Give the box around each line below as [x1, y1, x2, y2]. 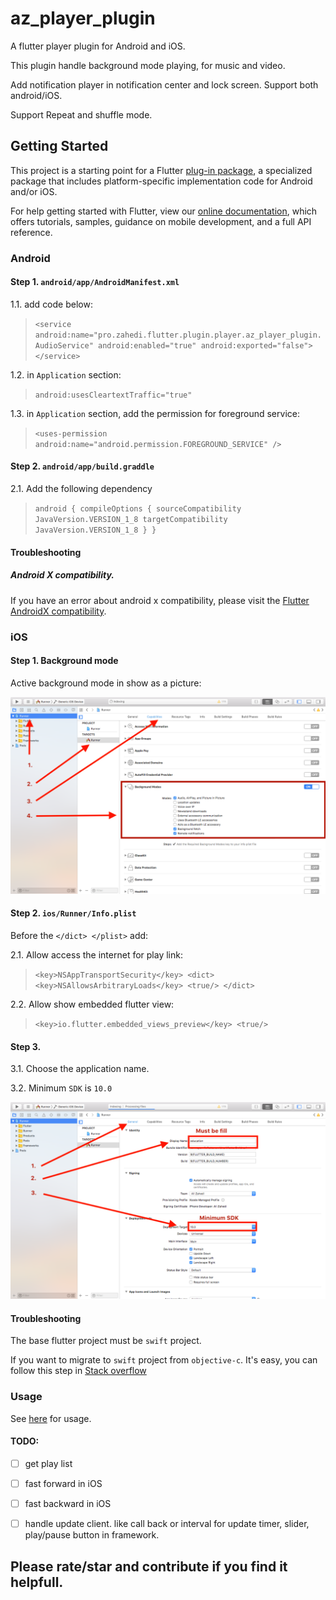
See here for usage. [10, 1412, 92, 1424]
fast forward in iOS [24, 1477, 103, 1489]
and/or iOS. [10, 185, 58, 197]
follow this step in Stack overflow [10, 1365, 147, 1377]
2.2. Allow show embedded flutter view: [10, 998, 175, 1010]
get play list [24, 1457, 73, 1469]
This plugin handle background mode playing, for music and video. [10, 59, 286, 71]
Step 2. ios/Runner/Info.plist [10, 907, 137, 919]
